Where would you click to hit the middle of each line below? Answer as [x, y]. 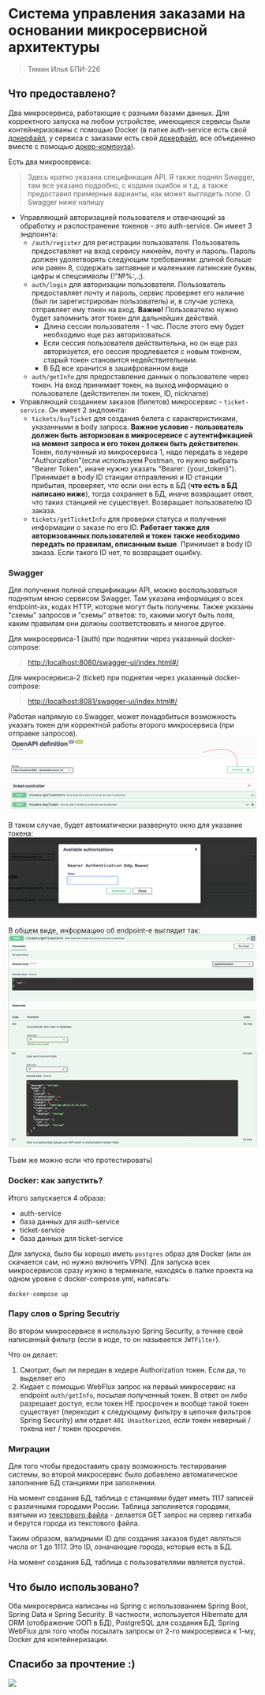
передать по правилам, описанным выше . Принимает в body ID [142, 544]
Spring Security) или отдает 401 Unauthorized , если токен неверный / [135, 1420]
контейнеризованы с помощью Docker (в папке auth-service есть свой [127, 129]
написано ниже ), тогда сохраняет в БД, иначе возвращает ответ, [142, 494]
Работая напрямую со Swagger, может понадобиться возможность [122, 717]
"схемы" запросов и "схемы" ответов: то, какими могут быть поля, [121, 615]
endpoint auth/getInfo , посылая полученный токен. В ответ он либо [133, 1395]
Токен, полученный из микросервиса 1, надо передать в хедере [140, 452]
